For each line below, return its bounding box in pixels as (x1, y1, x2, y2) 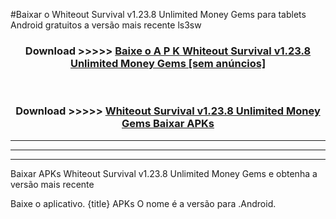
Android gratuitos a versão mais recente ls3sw (10, 19, 202, 31)
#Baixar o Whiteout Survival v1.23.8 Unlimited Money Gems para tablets (10, 9, 307, 20)
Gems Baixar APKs (121, 117, 215, 131)
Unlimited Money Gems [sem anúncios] (69, 56, 267, 70)
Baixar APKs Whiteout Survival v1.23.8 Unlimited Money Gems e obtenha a (10, 167, 318, 179)
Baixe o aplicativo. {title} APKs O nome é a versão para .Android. (10, 197, 277, 209)
